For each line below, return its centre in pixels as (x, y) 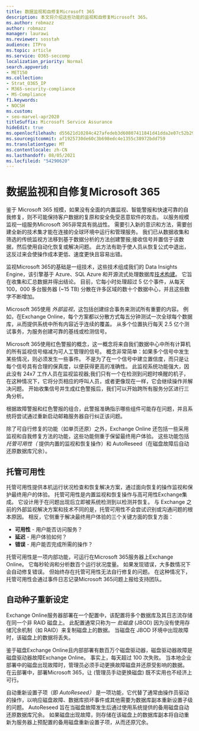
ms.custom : (20, 111)
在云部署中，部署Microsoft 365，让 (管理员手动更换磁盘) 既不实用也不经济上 (99, 672)
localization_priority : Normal (45, 61)
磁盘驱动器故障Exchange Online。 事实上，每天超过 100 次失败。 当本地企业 (99, 657)
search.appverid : (28, 67)
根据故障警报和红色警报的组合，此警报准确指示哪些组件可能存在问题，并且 (97, 409)
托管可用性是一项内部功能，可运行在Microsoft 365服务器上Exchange (90, 557)
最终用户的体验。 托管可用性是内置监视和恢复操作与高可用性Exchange (97, 494)
